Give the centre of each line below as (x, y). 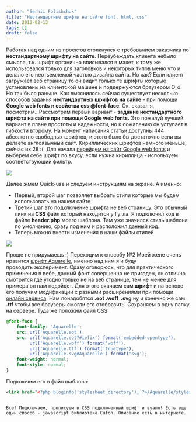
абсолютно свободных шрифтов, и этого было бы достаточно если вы (94, 137)
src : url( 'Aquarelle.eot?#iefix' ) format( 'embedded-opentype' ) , (96, 338)
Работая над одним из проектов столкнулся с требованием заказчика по (98, 50)
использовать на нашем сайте (52, 202)
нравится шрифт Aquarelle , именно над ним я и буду (71, 261)
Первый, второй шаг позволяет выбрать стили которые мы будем (97, 195)
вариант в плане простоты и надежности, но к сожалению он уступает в (97, 124)
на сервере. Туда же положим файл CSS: (57, 311)
